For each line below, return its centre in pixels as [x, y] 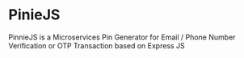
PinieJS [34, 15]
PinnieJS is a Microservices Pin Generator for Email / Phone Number [122, 37]
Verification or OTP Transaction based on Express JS [97, 45]
